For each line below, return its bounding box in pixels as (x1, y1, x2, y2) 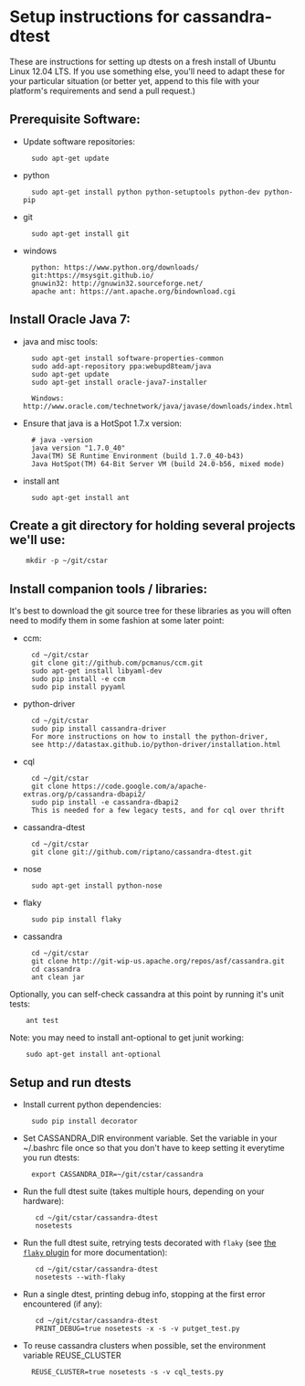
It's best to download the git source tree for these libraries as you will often (9, 605, 292, 616)
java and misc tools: (22, 336, 99, 346)
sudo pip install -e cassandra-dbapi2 (31, 798, 179, 807)
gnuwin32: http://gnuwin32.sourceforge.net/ (31, 279, 204, 288)
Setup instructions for (9, 6, 180, 27)
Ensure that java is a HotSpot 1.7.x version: (22, 418, 183, 429)
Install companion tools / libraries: (9, 581, 208, 596)
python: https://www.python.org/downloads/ (31, 262, 199, 272)
